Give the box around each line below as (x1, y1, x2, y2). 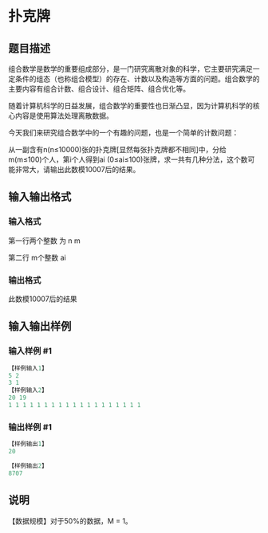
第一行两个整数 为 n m (8, 236, 81, 245)
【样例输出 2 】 (8, 461, 48, 470)
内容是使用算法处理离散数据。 (14, 111, 113, 120)
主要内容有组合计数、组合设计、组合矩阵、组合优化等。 (8, 84, 190, 93)
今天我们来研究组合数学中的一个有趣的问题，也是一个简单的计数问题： (8, 128, 239, 137)
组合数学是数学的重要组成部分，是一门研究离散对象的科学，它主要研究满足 (8, 65, 253, 73)
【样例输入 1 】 (8, 364, 48, 372)
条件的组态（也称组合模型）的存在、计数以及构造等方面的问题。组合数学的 (14, 74, 260, 84)
